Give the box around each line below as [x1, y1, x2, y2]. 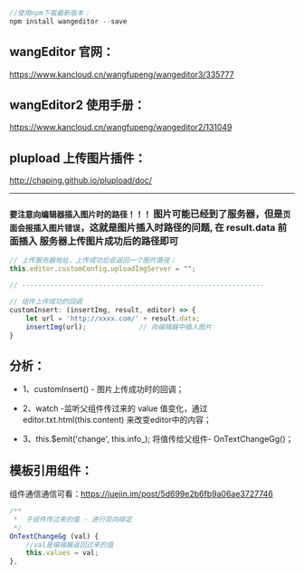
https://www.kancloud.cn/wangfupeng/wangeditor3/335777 [9, 69, 234, 80]
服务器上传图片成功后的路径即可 [39, 235, 179, 248]
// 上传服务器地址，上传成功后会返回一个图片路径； [9, 256, 176, 265]
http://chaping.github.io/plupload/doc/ [9, 175, 152, 186]
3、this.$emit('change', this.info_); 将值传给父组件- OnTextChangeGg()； [22, 434, 294, 445]
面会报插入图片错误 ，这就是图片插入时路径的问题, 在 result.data [9, 222, 276, 234]
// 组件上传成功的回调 [9, 297, 83, 307]
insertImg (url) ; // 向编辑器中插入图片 [25, 322, 213, 331]
